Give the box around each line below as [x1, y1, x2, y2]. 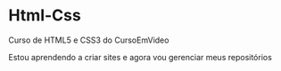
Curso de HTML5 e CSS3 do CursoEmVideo [8, 35, 169, 45]
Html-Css [8, 5, 81, 26]
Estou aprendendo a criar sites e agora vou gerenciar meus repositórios [8, 51, 273, 62]
